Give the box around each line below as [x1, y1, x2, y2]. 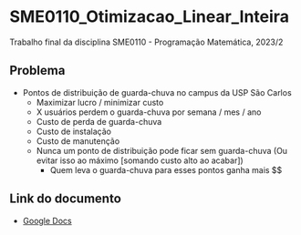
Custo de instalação [36, 126, 112, 137]
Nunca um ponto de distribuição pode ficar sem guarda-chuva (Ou [36, 145, 288, 156]
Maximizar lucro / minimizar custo [36, 97, 164, 107]
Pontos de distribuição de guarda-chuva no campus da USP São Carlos [22, 87, 292, 97]
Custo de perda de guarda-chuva [36, 116, 162, 127]
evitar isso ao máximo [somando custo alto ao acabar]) [36, 155, 244, 166]
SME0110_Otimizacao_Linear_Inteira [9, 6, 290, 27]
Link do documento [9, 191, 121, 207]
